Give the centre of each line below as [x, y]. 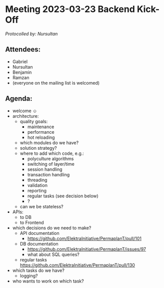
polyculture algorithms [50, 158]
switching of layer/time [51, 164]
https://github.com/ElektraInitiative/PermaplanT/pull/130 [77, 265]
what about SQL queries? [53, 254]
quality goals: [34, 121]
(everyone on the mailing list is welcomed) [56, 83]
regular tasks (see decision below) [63, 196]
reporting [37, 190]
